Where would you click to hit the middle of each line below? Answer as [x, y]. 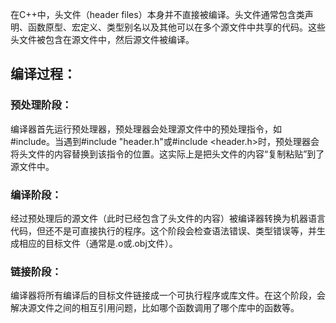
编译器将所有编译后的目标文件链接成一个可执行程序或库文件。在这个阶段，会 [168, 295]
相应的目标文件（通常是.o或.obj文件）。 [98, 243]
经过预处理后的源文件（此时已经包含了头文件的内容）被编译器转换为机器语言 [168, 218]
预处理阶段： [41, 105]
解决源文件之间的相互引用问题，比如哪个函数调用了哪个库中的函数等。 [155, 308]
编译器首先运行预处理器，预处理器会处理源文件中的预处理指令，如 [146, 129]
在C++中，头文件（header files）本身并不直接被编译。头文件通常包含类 [157, 14]
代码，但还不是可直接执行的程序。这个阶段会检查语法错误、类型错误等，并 [163, 230]
